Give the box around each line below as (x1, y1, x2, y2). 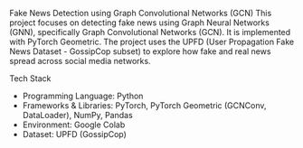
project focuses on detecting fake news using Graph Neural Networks (9, 17, 270, 28)
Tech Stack (9, 73, 52, 84)
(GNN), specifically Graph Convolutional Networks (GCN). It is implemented (9, 27, 291, 37)
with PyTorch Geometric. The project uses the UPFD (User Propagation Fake (9, 36, 295, 47)
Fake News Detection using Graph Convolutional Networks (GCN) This (9, 8, 272, 18)
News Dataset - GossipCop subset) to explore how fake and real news (9, 46, 271, 57)
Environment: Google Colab (22, 119, 126, 130)
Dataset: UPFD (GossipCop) (22, 129, 127, 139)
